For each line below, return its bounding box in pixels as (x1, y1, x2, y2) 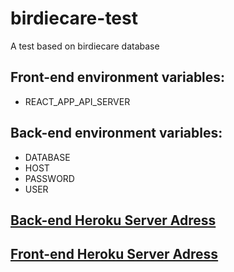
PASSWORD (24, 172, 75, 184)
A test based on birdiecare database (10, 40, 160, 52)
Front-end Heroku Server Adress (10, 246, 219, 263)
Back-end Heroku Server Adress (10, 212, 217, 229)
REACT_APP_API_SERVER (24, 95, 131, 107)
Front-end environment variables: (10, 69, 226, 86)
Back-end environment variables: (10, 125, 223, 142)
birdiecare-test (10, 7, 138, 30)
